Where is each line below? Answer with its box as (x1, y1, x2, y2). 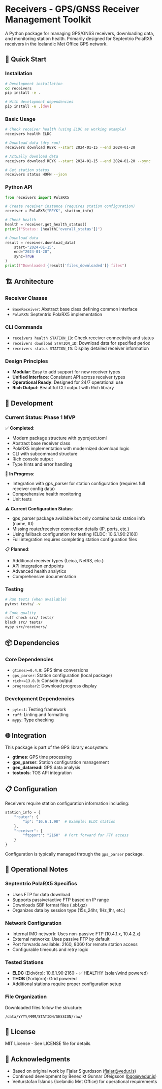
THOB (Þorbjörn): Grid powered (12, 976, 77, 982)
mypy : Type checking (12, 717, 54, 723)
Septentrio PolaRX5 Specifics (5, 880, 77, 887)
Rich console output (12, 456, 53, 462)
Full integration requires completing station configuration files (12, 536, 137, 542)
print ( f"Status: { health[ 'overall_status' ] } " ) (5, 227, 102, 231)
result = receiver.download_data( (5, 240, 76, 245)
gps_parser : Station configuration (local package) (12, 673, 112, 679)
